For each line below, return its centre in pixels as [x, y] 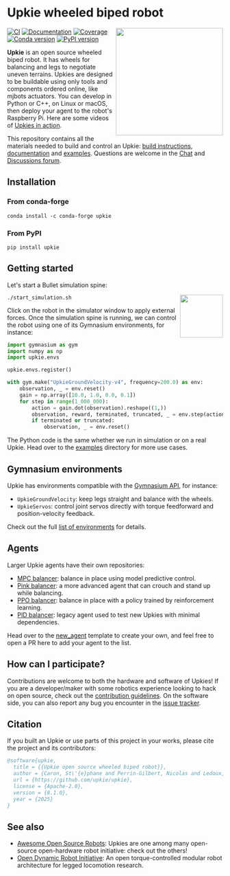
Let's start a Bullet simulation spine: [57, 285]
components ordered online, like [53, 89]
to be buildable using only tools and [57, 81]
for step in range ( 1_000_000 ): [64, 401]
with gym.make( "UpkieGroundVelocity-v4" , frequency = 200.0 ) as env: [105, 383]
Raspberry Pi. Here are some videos [58, 117]
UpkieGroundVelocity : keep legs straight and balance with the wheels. [115, 499]
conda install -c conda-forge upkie [59, 216]
